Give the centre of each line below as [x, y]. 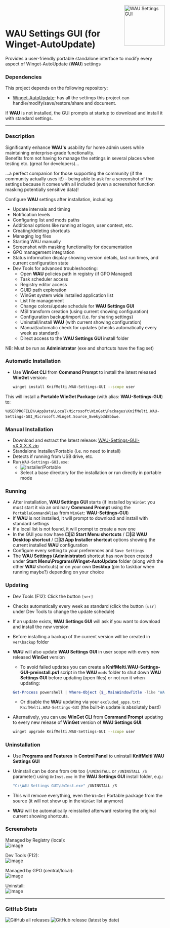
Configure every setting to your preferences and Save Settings [78, 551]
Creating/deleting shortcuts [41, 230]
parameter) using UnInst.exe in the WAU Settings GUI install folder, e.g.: [88, 776]
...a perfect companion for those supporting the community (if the [74, 173]
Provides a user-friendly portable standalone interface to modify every [79, 58]
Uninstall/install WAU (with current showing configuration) [81, 322]
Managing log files [32, 236]
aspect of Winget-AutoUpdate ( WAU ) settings [53, 64]
